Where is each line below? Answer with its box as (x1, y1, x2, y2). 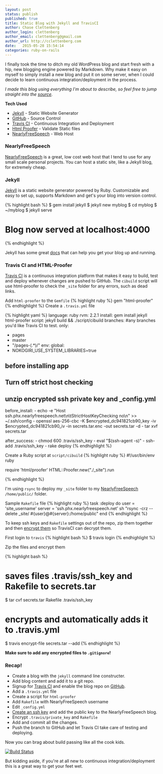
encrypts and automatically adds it (5, 614, 148, 625)
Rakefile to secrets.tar (5, 581, 96, 592)
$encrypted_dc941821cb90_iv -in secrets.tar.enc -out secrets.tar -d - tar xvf (5, 423, 158, 429)
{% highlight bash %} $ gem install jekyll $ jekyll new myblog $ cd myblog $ (5, 202, 157, 208)
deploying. (12, 730, 33, 736)
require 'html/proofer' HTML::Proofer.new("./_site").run (5, 467, 114, 473)
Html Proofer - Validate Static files (12, 125, 81, 131)
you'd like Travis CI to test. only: (5, 323, 69, 329)
